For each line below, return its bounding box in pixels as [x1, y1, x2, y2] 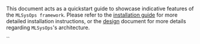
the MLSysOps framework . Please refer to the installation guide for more [6, 11, 178, 18]
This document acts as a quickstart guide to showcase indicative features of [6, 5, 194, 12]
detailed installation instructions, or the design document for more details [6, 18, 186, 24]
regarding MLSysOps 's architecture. [6, 24, 90, 31]
